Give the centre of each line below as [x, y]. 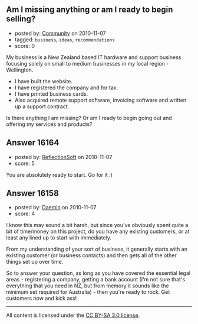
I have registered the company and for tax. [66, 88]
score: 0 [25, 46]
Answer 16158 [32, 194]
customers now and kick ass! [42, 299]
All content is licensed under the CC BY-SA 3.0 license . [73, 315]
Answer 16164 [33, 143]
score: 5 [25, 163]
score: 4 [25, 214]
